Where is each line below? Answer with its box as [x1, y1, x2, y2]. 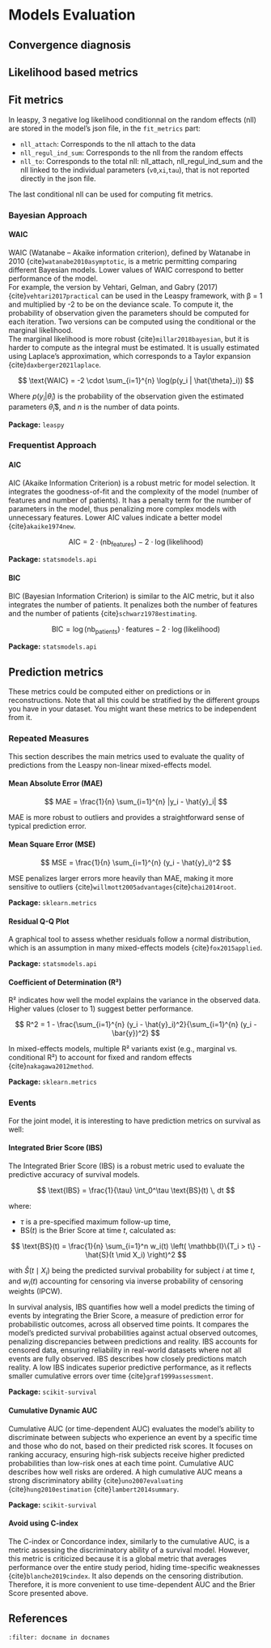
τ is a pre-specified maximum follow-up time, [19, 1216, 171, 1227]
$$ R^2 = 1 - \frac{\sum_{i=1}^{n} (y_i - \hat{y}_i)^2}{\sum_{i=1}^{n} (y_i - [15, 1020, 257, 1029]
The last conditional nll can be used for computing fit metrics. [8, 189, 214, 199]
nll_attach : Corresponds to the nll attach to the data [19, 139, 196, 149]
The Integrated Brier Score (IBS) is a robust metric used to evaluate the [8, 1161, 245, 1171]
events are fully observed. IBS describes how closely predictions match [8, 1354, 247, 1364]
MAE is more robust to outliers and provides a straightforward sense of [8, 812, 245, 822]
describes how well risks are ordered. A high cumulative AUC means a [8, 1467, 243, 1477]
